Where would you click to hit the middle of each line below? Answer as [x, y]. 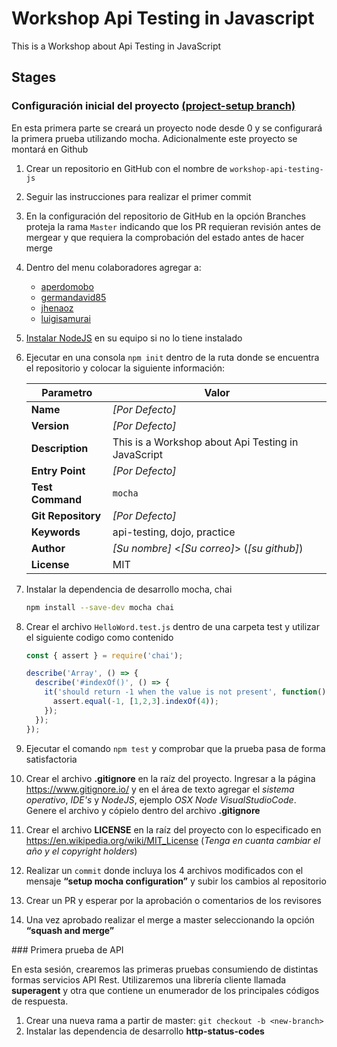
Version [49, 425]
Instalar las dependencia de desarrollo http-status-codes [145, 1031]
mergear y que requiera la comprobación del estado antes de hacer [165, 237]
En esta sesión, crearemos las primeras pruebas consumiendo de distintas [165, 969]
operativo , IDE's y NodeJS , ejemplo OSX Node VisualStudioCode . [161, 799]
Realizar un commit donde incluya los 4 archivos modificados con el [164, 870]
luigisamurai [65, 318]
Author [48, 548]
